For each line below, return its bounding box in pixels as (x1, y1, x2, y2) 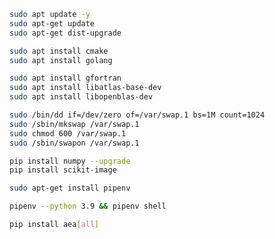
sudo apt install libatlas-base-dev (9, 83, 162, 93)
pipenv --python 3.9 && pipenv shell (9, 201, 167, 212)
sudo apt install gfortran (9, 73, 122, 84)
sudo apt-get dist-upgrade (9, 28, 122, 38)
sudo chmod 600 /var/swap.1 (9, 128, 127, 139)
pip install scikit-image (9, 165, 117, 175)
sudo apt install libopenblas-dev (9, 92, 154, 102)
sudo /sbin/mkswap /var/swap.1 (9, 119, 140, 129)
